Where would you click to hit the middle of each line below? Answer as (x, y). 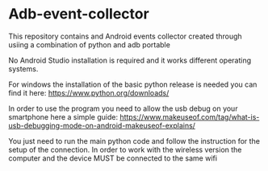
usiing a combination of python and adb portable (90, 44)
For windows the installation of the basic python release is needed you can (133, 84)
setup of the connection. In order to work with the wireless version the (125, 149)
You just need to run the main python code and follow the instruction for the (134, 140)
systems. (23, 68)
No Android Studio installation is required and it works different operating (130, 60)
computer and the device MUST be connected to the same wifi (113, 158)
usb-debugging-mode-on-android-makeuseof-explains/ (102, 125)
